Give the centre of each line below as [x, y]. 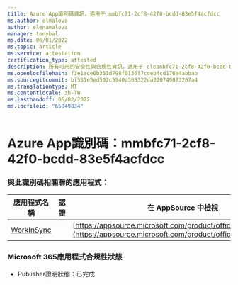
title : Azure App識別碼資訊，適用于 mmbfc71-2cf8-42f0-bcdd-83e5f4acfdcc [114, 14]
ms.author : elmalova [38, 21]
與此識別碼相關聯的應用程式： [58, 182]
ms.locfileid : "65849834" [45, 106]
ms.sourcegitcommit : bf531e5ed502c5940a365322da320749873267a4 [103, 80]
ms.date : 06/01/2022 [38, 40]
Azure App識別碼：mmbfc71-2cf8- [112, 144]
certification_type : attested [52, 60]
